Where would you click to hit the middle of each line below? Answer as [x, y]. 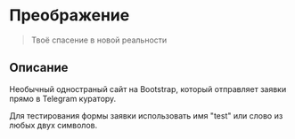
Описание [39, 68]
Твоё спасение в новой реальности [99, 40]
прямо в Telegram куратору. [63, 98]
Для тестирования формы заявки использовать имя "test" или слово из [146, 115]
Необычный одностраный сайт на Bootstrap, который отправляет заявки [148, 89]
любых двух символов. [53, 125]
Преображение [70, 15]
